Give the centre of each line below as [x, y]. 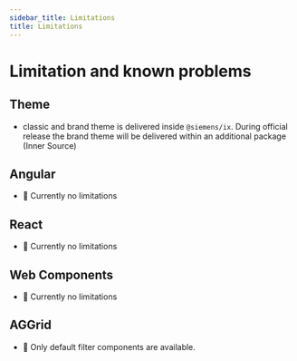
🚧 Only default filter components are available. [109, 346]
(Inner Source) [49, 145]
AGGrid [30, 325]
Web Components [62, 274]
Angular [33, 174]
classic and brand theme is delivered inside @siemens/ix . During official [155, 126]
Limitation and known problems [130, 71]
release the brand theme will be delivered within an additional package [154, 136]
